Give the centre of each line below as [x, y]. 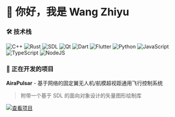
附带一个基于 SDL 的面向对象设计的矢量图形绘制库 [81, 95]
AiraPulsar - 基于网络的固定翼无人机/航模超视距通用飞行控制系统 [85, 83]
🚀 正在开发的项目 [30, 69]
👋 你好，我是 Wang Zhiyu [68, 12]
